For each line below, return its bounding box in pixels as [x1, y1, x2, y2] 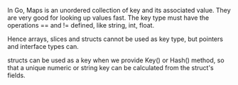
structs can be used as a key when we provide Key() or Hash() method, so [7, 56, 225, 64]
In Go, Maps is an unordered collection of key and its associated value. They [7, 6, 231, 14]
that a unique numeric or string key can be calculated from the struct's [7, 64, 215, 72]
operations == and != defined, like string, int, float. [7, 21, 155, 29]
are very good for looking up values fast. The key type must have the [7, 13, 210, 22]
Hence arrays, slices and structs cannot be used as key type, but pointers [7, 35, 224, 43]
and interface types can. [7, 42, 80, 50]
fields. [7, 71, 26, 79]
